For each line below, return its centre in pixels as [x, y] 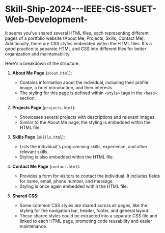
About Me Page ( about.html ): [42, 73]
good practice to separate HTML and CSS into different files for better [76, 49]
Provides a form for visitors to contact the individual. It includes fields [90, 176]
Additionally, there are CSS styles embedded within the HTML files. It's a [79, 43]
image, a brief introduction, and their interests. [67, 87]
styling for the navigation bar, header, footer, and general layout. [84, 210]
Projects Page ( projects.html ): [44, 107]
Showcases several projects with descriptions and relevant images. [88, 117]
